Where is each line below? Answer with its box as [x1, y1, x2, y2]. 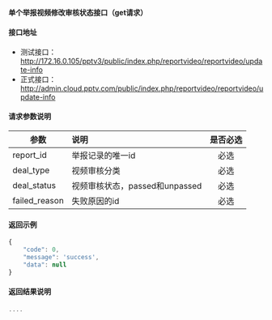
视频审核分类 [71, 165, 121, 176]
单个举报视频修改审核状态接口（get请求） [8, 7, 148, 17]
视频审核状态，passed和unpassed [71, 181, 202, 191]
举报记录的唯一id [71, 150, 136, 161]
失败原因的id [71, 195, 120, 207]
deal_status [12, 180, 57, 190]
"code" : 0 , [23, 245, 60, 254]
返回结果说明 [8, 287, 51, 297]
